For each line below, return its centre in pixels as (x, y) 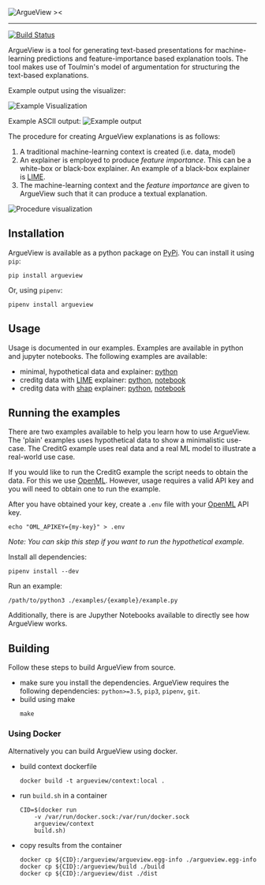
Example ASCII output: (45, 121)
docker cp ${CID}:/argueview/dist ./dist (88, 873)
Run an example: (35, 586)
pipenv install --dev (44, 572)
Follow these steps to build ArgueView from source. (92, 667)
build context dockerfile (58, 766)
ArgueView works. (38, 624)
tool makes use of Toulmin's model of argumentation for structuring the (124, 67)
